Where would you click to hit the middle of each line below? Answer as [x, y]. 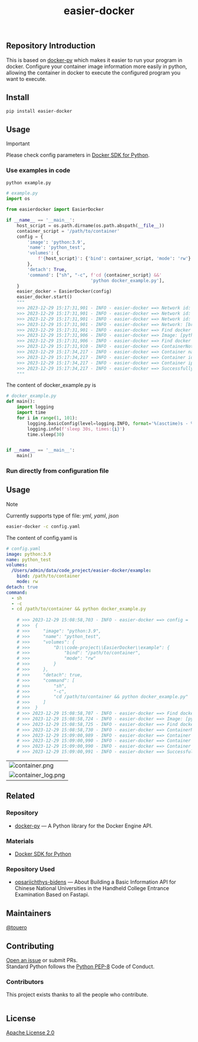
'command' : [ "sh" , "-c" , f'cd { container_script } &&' [95, 275]
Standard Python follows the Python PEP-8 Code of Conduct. [80, 966]
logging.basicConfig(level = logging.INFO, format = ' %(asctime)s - [108, 424]
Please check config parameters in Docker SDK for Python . [78, 155]
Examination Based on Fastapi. [52, 895]
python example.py [29, 183]
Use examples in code [38, 171]
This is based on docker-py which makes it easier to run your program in [94, 60]
